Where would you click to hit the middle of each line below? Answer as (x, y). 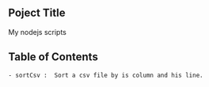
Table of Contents (53, 57)
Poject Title (37, 13)
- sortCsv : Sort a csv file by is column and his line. (106, 75)
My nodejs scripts (38, 32)
